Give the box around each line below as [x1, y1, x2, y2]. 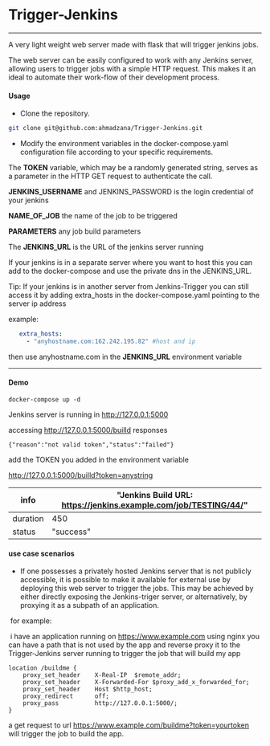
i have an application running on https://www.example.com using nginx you [10, 632, 260, 642]
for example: [10, 616, 52, 626]
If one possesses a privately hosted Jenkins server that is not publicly [19, 566, 252, 576]
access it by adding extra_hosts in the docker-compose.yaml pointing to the [8, 291, 260, 300]
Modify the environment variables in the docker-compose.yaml [19, 139, 229, 149]
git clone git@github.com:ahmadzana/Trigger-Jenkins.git [8, 124, 203, 132]
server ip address [8, 299, 67, 308]
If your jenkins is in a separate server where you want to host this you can [8, 258, 253, 267]
